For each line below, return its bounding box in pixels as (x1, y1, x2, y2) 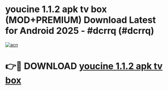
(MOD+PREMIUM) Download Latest (5, 14, 156, 26)
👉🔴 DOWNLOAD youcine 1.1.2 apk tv (5, 61, 163, 72)
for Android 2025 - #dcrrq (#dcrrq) (5, 25, 154, 36)
